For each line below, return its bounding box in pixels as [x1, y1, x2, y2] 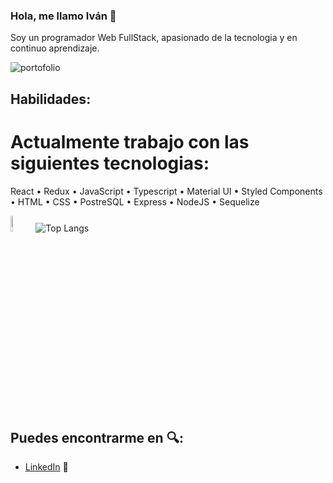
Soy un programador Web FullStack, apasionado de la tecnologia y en [10, 32, 298, 44]
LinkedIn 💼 [24, 461, 69, 473]
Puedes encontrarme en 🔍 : [10, 430, 184, 447]
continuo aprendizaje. [10, 42, 100, 54]
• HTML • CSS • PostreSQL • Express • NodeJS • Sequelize [10, 195, 260, 208]
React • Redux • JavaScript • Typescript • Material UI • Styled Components [10, 185, 323, 197]
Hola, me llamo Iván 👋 [10, 9, 117, 23]
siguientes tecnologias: [10, 152, 210, 174]
